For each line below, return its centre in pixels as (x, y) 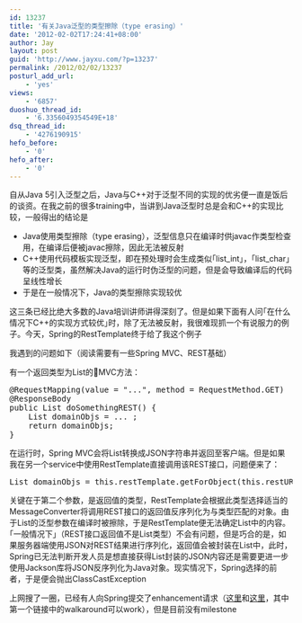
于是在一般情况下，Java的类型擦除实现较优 (102, 292)
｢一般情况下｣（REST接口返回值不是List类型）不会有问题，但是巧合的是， (144, 534)
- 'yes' (40, 85)
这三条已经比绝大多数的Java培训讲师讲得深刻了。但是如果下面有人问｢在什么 (150, 312)
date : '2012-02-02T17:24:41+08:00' (76, 34)
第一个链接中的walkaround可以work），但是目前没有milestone (123, 610)
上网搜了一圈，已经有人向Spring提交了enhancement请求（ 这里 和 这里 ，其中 (149, 598)
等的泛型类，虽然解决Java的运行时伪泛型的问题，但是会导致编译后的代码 (157, 270)
